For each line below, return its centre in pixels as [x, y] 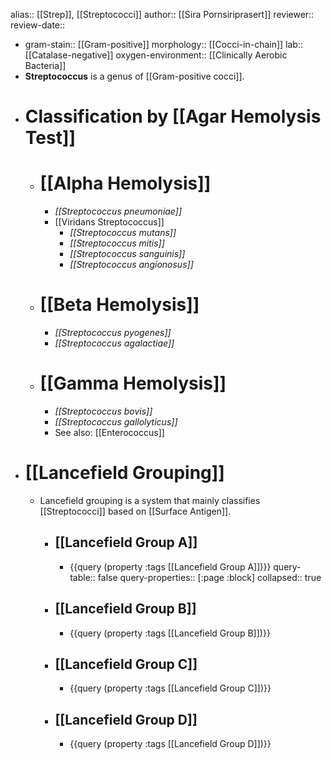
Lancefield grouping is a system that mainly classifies [150, 500]
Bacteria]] [45, 65]
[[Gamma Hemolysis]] [133, 383]
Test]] [50, 138]
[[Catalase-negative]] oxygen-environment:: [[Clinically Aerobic [156, 55]
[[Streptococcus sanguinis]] [127, 254]
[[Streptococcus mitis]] [117, 243]
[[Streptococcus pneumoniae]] [118, 211]
